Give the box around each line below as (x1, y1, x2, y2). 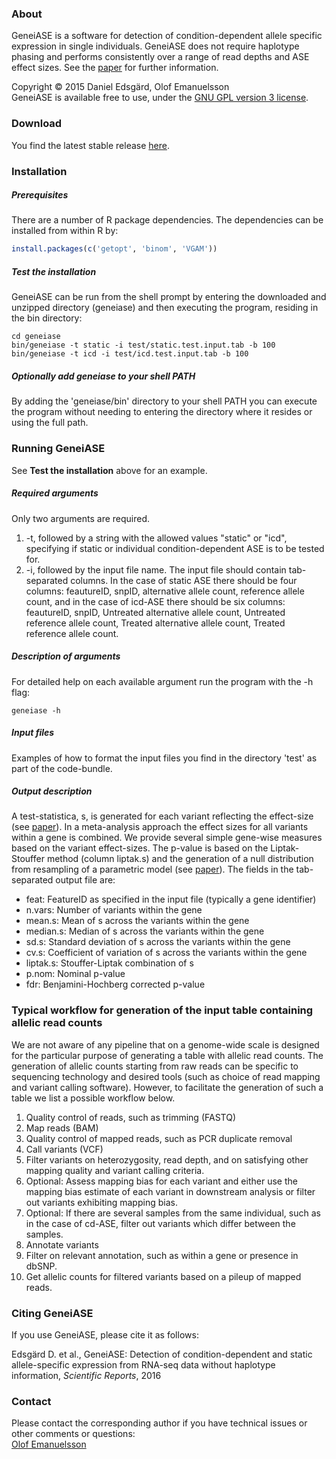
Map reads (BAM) (25, 1122, 99, 1134)
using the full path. (11, 417, 89, 429)
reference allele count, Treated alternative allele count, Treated (25, 617, 286, 629)
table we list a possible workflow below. (11, 1092, 176, 1104)
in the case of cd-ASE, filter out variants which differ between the (25, 1217, 296, 1229)
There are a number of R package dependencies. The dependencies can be (11, 214, 324, 226)
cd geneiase (11, 332, 61, 342)
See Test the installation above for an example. (11, 464, 208, 476)
